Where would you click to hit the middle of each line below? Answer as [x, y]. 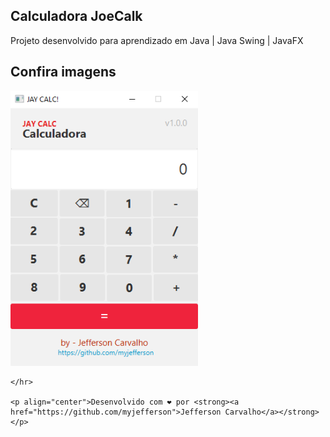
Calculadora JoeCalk [76, 16]
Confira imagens [63, 72]
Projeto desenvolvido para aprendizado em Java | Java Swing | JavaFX [157, 40]
